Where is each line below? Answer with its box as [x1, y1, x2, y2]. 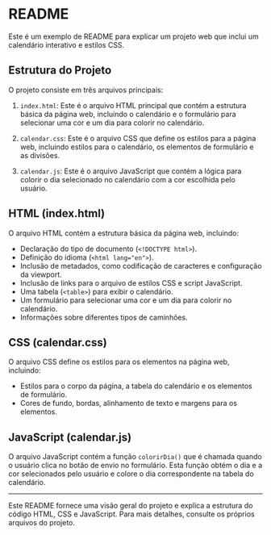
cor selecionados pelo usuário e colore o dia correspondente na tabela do [8, 469, 254, 479]
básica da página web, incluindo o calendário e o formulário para [19, 109, 236, 119]
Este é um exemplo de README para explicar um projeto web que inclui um [8, 31, 260, 41]
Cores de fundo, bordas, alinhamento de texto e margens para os [19, 399, 238, 408]
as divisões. [19, 150, 60, 160]
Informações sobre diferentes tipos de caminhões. [19, 312, 188, 322]
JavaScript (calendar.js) [8, 430, 131, 444]
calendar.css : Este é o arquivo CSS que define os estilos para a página [19, 133, 256, 143]
